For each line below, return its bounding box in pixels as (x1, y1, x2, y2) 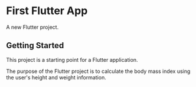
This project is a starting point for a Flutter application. (6, 56, 138, 63)
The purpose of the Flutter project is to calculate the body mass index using (6, 68, 191, 75)
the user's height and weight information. (6, 73, 106, 81)
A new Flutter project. (6, 24, 59, 31)
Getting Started (6, 41, 64, 51)
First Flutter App (6, 4, 88, 18)
